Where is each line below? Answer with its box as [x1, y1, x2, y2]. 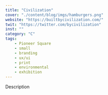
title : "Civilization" [5, 7, 53, 13]
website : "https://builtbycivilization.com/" [5, 17, 103, 22]
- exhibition [14, 70, 42, 75]
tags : [5, 36, 17, 42]
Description [5, 84, 30, 90]
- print [14, 60, 31, 65]
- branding [14, 50, 38, 55]
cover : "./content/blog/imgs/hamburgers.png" [5, 12, 103, 17]
